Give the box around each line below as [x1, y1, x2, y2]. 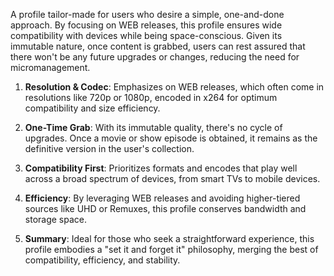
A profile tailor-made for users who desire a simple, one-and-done [10, 9, 285, 20]
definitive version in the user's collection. [24, 143, 195, 154]
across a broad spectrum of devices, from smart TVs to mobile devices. [24, 173, 321, 184]
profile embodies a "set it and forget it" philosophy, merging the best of [24, 244, 319, 255]
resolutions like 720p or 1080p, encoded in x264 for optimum [24, 92, 278, 103]
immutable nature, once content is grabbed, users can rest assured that [10, 40, 306, 52]
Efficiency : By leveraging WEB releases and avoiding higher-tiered [24, 192, 301, 204]
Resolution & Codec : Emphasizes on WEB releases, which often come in [24, 81, 325, 93]
